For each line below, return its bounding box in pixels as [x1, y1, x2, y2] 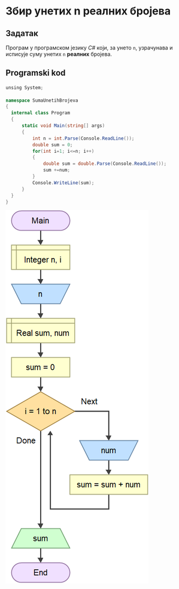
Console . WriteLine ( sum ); [32, 179, 95, 186]
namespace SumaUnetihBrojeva [5, 97, 78, 103]
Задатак [5, 28, 38, 39]
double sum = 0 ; [32, 141, 73, 148]
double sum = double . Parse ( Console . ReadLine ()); [43, 161, 167, 167]
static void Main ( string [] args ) [21, 123, 105, 129]
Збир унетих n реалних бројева [5, 4, 171, 18]
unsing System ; [5, 84, 44, 91]
